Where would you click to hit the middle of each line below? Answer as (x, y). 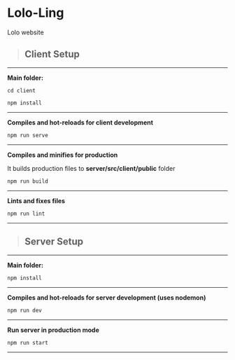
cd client (22, 90)
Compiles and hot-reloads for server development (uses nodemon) (107, 297)
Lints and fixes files (36, 200)
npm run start (28, 342)
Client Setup (52, 54)
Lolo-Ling (36, 13)
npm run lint (26, 214)
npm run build (28, 181)
